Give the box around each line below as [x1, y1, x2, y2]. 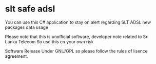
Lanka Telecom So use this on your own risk [5, 38, 94, 44]
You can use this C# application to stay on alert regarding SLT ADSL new [5, 19, 151, 25]
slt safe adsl [5, 3, 55, 14]
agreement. [5, 53, 28, 59]
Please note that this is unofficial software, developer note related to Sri [5, 34, 149, 39]
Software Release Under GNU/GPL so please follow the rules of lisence [5, 48, 148, 54]
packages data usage [5, 24, 49, 30]
